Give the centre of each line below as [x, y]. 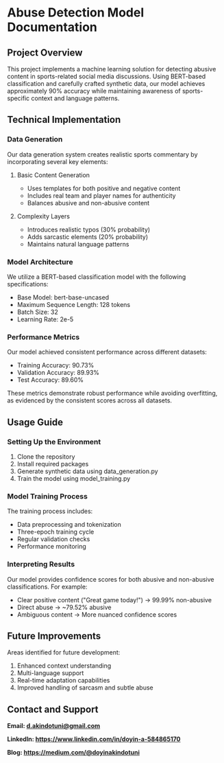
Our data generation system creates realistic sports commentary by [102, 154]
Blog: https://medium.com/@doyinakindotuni [74, 753]
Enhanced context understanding [64, 666]
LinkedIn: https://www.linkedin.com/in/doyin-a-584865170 [94, 739]
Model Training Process [47, 496]
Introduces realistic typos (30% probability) [89, 229]
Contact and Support [53, 709]
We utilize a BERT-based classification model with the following [97, 277]
